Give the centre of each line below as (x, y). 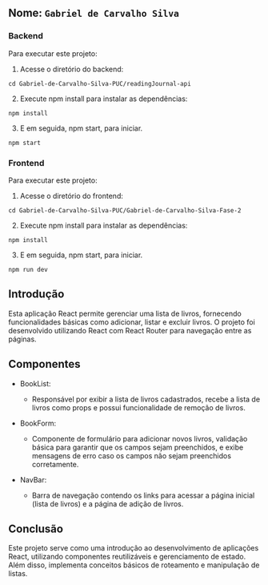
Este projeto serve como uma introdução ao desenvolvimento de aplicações (134, 548)
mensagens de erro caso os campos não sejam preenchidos (132, 455)
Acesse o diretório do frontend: (72, 196)
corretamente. (55, 464)
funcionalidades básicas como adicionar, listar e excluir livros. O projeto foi (132, 322)
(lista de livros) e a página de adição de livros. (108, 503)
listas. (18, 574)
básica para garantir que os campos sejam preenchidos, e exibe (138, 447)
